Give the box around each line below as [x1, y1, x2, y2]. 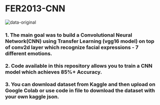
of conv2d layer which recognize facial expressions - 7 [5, 44, 139, 51]
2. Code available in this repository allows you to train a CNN [5, 62, 153, 69]
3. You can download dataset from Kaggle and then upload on [5, 81, 156, 88]
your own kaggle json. [5, 93, 60, 100]
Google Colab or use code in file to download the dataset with [5, 87, 155, 94]
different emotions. [5, 50, 53, 57]
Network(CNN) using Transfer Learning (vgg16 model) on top [5, 37, 155, 44]
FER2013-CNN [5, 3, 65, 14]
